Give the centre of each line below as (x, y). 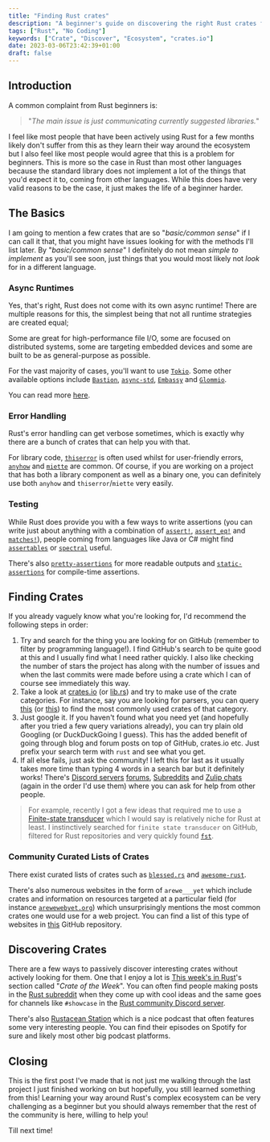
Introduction (40, 86)
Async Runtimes (41, 288)
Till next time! (31, 1131)
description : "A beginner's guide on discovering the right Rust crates (133, 23)
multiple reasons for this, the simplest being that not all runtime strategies (130, 314)
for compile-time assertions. (93, 571)
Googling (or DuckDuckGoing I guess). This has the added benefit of (133, 735)
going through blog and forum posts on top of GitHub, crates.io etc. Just (139, 743)
